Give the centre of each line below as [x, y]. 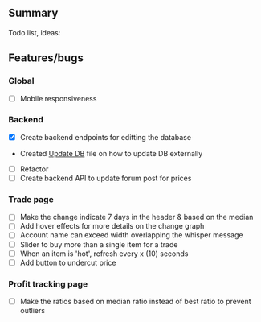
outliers [33, 311]
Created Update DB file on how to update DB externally [111, 153]
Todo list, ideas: [35, 32]
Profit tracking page [48, 283]
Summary [33, 13]
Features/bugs [46, 58]
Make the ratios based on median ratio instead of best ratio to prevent [135, 302]
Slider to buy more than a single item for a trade [99, 244]
